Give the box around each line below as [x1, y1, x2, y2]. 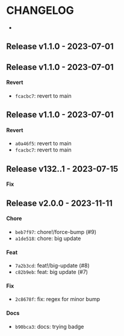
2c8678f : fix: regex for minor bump [14, 296, 101, 303]
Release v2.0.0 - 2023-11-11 [6, 198, 113, 208]
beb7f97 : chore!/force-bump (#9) [14, 228, 97, 235]
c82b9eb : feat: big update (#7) [14, 268, 88, 276]
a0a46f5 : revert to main [14, 140, 72, 147]
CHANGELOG [6, 4, 74, 17]
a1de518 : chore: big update [14, 235, 81, 242]
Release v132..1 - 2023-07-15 [6, 163, 119, 174]
